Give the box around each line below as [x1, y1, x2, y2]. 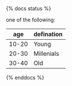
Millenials [33, 50, 59, 57]
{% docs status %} [6, 5, 51, 12]
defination [33, 30, 63, 38]
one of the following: [6, 16, 56, 23]
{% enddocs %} [6, 74, 45, 81]
